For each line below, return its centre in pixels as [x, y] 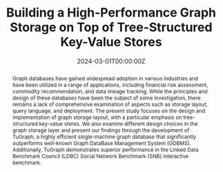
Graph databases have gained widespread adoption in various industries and [105, 78]
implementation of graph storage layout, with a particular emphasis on [97, 117]
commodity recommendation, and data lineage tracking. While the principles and [110, 91]
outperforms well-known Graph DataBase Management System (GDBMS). [102, 143]
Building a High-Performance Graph [111, 13]
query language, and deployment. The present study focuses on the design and [109, 111]
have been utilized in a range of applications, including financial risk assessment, [110, 85]
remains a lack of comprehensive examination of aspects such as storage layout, [110, 104]
